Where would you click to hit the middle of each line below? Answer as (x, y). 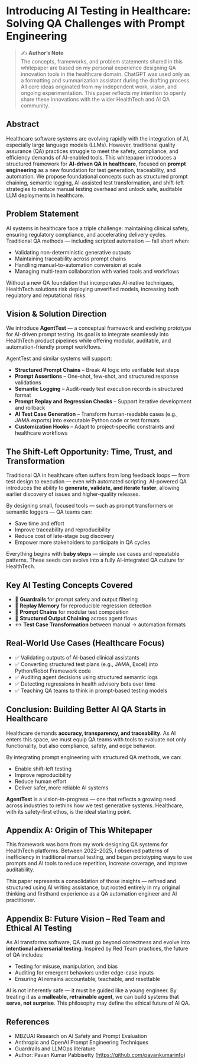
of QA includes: (25, 955)
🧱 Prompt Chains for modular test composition (72, 612)
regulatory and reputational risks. (46, 295)
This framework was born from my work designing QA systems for (87, 845)
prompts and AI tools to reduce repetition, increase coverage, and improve (97, 864)
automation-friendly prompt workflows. (54, 347)
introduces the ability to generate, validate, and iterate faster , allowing (93, 488)
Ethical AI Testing (39, 928)
